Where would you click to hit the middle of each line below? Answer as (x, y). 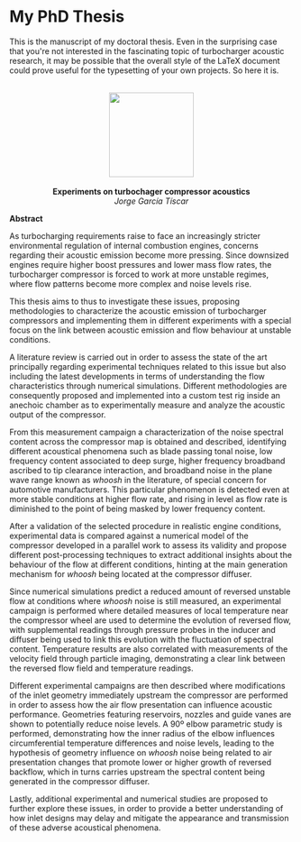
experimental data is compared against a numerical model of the (129, 535)
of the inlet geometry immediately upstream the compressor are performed (149, 695)
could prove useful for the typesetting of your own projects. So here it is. (144, 70)
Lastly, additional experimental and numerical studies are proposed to (139, 799)
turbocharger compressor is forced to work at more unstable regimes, (139, 274)
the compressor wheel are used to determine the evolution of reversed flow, (150, 620)
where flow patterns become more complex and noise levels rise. (131, 284)
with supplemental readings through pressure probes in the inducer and (143, 629)
